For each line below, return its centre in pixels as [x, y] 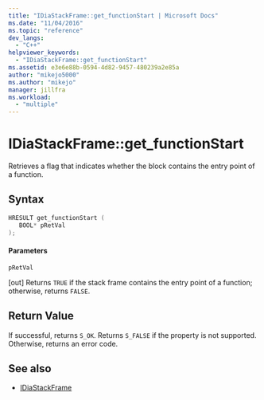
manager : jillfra [37, 90]
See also [30, 369]
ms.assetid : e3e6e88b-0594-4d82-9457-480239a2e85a [94, 68]
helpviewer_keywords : [44, 53]
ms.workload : [30, 97]
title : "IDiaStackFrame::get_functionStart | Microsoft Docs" [113, 16]
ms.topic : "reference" [46, 30]
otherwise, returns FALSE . [49, 291]
